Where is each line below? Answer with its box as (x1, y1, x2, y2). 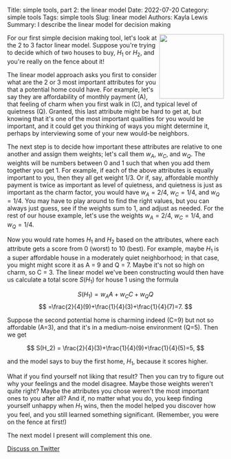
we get (7, 330, 27, 339)
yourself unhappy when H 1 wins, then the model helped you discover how (7, 401, 217, 412)
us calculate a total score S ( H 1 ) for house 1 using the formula (7, 275, 179, 285)
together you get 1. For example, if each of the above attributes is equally (7, 166, 214, 174)
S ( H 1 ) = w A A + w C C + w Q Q (77, 290, 153, 300)
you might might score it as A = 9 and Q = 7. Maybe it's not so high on (7, 261, 205, 269)
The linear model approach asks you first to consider (7, 70, 157, 78)
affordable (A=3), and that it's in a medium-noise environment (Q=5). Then (7, 323, 219, 332)
